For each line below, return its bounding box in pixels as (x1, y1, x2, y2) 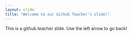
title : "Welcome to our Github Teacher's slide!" (5, 12, 110, 17)
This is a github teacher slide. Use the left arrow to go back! (5, 25, 128, 31)
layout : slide (5, 7, 35, 12)
